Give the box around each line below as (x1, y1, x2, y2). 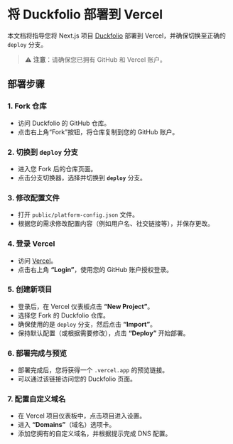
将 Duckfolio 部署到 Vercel (7, 6, 163, 23)
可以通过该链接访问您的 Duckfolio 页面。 (17, 374, 137, 384)
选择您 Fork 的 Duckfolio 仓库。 (17, 310, 110, 320)
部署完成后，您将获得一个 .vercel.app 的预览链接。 (17, 366, 169, 374)
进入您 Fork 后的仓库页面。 (17, 164, 97, 173)
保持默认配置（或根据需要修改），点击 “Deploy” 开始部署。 (17, 328, 190, 337)
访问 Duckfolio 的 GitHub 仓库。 (17, 119, 111, 127)
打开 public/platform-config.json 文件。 (17, 210, 139, 219)
